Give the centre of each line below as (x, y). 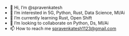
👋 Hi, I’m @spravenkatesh (36, 8)
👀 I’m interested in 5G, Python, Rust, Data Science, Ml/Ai (67, 13)
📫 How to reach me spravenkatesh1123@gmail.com (63, 28)
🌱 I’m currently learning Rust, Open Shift (51, 18)
